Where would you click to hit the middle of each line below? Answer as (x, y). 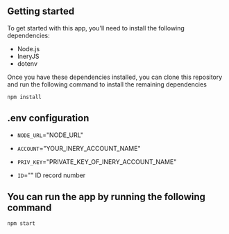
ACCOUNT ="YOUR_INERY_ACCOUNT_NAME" (79, 148)
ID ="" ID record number (51, 175)
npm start (22, 224)
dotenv (27, 63)
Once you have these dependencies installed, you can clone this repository (115, 77)
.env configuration (48, 118)
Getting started (41, 11)
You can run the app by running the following (107, 197)
